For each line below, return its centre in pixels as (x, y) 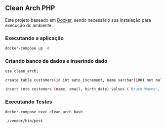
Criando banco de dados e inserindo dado (56, 61)
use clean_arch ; (22, 71)
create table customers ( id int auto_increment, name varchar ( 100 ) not (79, 80)
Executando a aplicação (35, 38)
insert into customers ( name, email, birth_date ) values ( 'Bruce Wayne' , (83, 89)
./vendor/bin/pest (24, 121)
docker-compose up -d (27, 48)
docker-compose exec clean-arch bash (44, 112)
